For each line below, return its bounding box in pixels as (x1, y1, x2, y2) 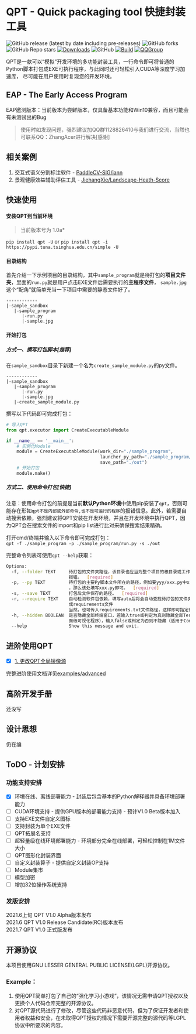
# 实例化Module (16, 443, 51, 449)
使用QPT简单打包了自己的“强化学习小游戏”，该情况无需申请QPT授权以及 (14, 992, 188, 999)
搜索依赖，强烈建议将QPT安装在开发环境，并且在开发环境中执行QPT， (10, 514, 181, 521)
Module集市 (14, 866, 44, 873)
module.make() (16, 470, 51, 476)
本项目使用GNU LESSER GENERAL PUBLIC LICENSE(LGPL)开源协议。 (6, 961, 173, 969)
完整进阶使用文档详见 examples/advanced (6, 670, 106, 677)
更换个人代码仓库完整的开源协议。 (14, 999, 97, 1006)
